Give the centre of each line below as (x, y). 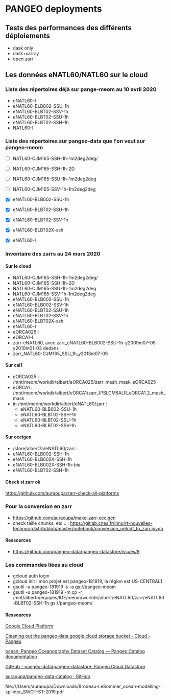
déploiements (28, 36)
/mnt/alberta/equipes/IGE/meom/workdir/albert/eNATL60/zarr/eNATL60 (89, 598)
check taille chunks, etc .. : (41, 523)
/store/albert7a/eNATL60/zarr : (45, 449)
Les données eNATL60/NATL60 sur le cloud (77, 75)
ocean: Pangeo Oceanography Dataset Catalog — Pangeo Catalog (75, 651)
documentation (21, 657)
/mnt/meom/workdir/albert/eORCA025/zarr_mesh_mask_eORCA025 (84, 382)
